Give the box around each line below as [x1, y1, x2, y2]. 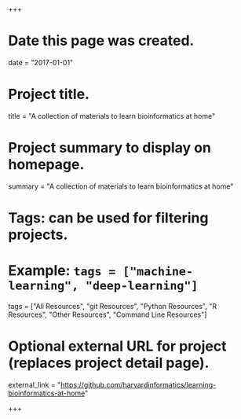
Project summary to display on [8, 139, 212, 157]
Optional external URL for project [8, 337, 227, 355]
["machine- [122, 264, 194, 279]
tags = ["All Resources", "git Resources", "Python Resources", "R [8, 301, 217, 311]
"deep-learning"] [85, 278, 199, 293]
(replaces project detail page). [8, 355, 210, 372]
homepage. [8, 156, 85, 174]
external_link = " [8, 380, 61, 389]
